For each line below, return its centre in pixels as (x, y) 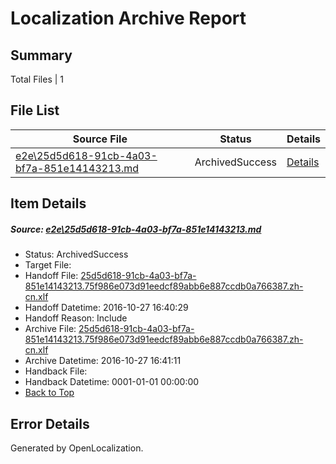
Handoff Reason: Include (76, 318)
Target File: (48, 265)
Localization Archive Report (128, 18)
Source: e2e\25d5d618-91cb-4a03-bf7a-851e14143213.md (136, 229)
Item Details (48, 203)
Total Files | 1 (37, 79)
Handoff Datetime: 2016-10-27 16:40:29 (106, 308)
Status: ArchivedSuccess (76, 254)
